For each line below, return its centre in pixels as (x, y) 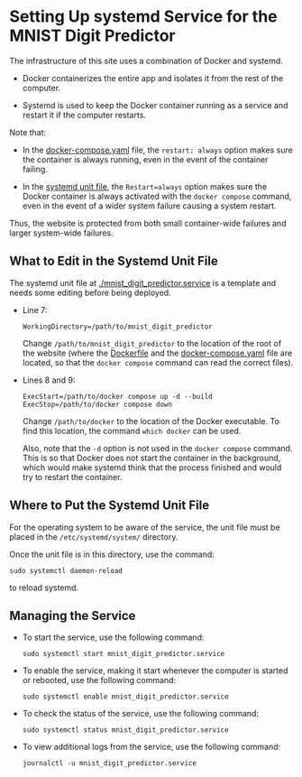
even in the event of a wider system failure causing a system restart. (149, 206)
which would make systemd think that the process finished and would (152, 467)
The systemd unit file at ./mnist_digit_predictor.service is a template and (143, 282)
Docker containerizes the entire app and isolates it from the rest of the (153, 78)
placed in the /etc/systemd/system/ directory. (94, 536)
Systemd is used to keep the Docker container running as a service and (155, 105)
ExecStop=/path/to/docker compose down (97, 404)
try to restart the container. (72, 476)
